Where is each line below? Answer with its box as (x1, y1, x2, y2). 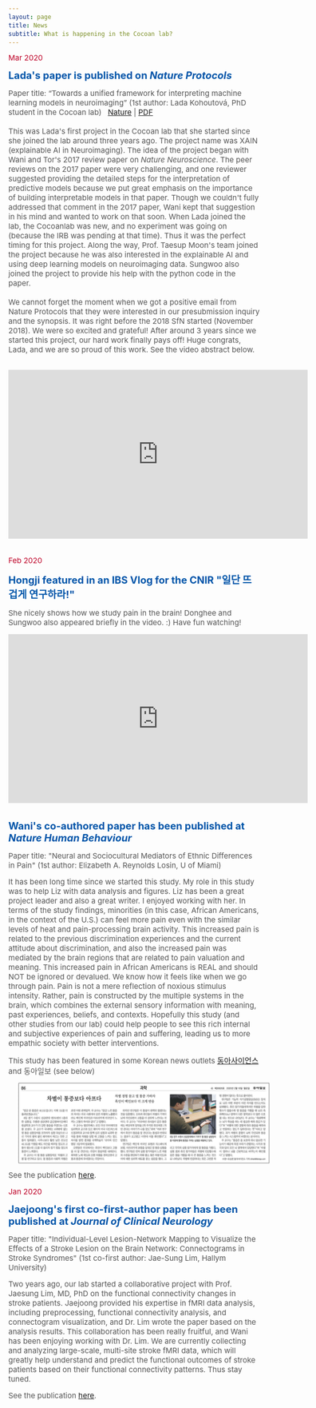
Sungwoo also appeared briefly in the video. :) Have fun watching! (8, 617, 242, 628)
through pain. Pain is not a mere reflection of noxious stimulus (8, 981, 227, 991)
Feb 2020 (8, 556, 42, 566)
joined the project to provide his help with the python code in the (8, 269, 236, 279)
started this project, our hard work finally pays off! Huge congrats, (8, 335, 242, 345)
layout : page (8, 13, 52, 21)
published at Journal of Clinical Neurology (8, 1215, 214, 1227)
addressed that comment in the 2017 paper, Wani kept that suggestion (8, 202, 255, 213)
